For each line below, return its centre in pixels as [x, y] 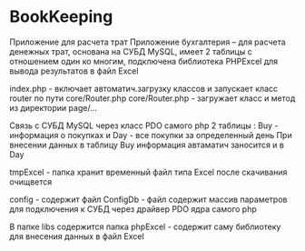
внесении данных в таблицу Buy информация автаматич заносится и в [147, 145]
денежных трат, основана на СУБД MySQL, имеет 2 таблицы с [131, 51]
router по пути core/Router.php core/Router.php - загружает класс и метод [152, 98]
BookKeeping [61, 17]
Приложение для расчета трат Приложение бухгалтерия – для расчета [148, 42]
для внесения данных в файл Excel [77, 236]
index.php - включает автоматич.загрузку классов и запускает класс [144, 88]
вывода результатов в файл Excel [74, 71]
